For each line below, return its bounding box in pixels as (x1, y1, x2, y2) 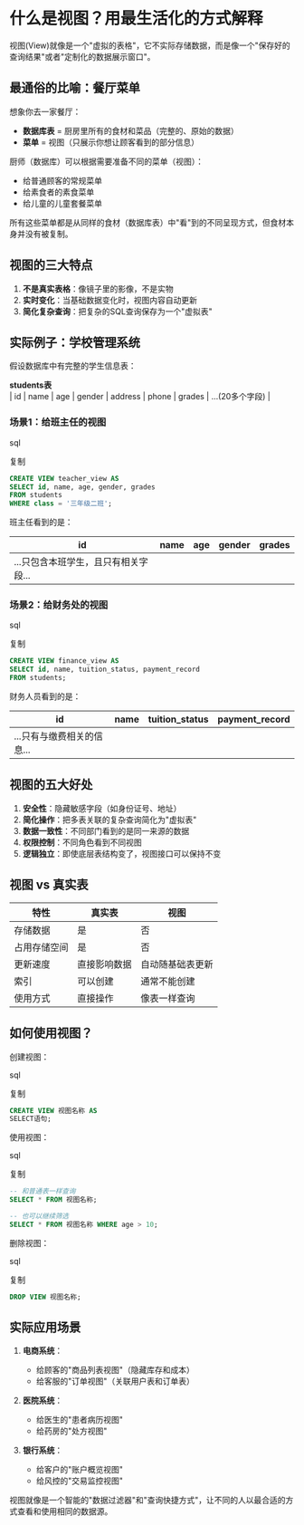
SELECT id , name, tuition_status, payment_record (9, 665, 201, 675)
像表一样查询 (140, 992, 196, 1004)
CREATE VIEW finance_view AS (9, 657, 119, 666)
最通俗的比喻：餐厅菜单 (9, 81, 140, 96)
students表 (9, 379, 52, 390)
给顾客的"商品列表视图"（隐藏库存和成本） (35, 1365, 195, 1376)
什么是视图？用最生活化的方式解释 (9, 8, 264, 29)
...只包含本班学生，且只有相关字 (14, 556, 148, 569)
